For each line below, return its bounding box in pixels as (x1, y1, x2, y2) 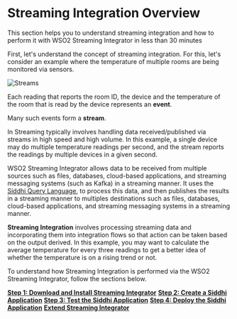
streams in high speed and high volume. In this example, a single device (7, 135, 218, 144)
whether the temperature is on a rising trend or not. (7, 253, 158, 261)
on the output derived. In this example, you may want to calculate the (7, 238, 209, 247)
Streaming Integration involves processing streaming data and (7, 222, 192, 232)
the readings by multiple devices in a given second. (7, 150, 158, 158)
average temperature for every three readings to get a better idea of (7, 245, 206, 254)
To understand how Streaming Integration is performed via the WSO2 (7, 266, 211, 275)
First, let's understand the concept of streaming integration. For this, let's (7, 50, 221, 58)
